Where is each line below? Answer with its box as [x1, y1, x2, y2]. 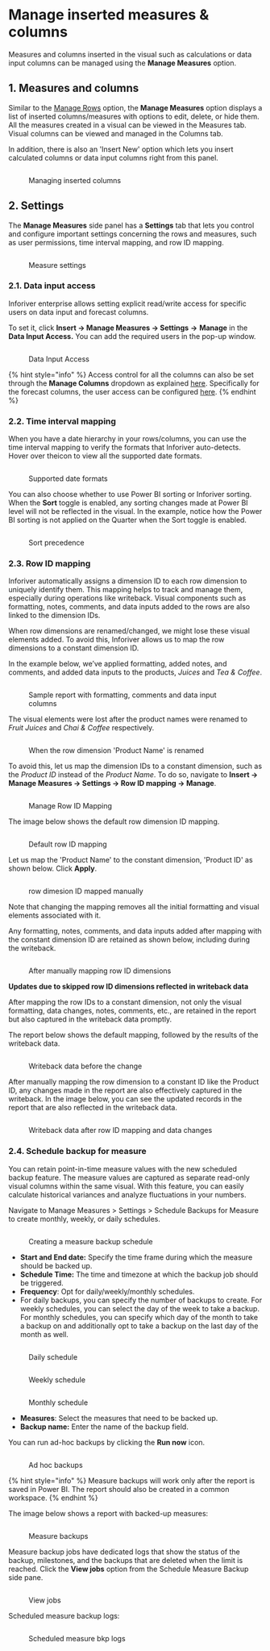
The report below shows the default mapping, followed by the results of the [8, 1030, 260, 1040]
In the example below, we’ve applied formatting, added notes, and [8, 659, 227, 669]
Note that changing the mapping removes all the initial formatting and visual [8, 902, 260, 912]
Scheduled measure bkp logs [28, 1633, 127, 1643]
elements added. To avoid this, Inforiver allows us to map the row [8, 635, 225, 645]
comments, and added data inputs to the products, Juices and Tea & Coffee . [8, 667, 263, 677]
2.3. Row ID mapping [8, 558, 91, 570]
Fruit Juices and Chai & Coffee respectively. [8, 723, 155, 733]
